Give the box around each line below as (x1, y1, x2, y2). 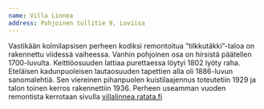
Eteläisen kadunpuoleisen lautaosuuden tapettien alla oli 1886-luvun (8, 66, 234, 76)
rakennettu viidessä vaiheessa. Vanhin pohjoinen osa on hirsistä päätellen (8, 49, 252, 59)
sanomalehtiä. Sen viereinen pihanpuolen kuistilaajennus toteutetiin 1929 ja (8, 75, 257, 84)
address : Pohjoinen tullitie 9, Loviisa (8, 19, 146, 27)
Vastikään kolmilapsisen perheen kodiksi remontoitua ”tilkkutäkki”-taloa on (8, 41, 255, 50)
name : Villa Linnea (8, 11, 74, 20)
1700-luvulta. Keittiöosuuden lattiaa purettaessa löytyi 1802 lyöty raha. (8, 57, 241, 68)
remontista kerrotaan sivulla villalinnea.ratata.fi (8, 91, 163, 101)
